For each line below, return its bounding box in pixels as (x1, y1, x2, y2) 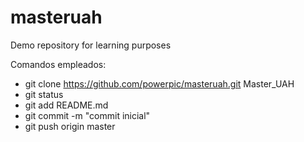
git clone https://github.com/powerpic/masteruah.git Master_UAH (24, 77, 295, 90)
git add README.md (24, 99, 109, 111)
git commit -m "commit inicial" (24, 109, 151, 121)
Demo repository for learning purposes (10, 39, 172, 51)
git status (24, 88, 64, 100)
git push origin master (24, 120, 116, 132)
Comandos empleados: (10, 58, 107, 70)
